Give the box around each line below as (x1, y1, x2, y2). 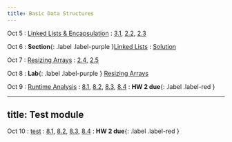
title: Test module (7, 109, 84, 121)
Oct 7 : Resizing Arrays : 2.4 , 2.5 (7, 56, 99, 64)
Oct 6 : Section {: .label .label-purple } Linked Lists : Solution (7, 42, 177, 50)
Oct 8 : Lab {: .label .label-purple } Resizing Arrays (7, 69, 149, 77)
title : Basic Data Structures (7, 10, 95, 17)
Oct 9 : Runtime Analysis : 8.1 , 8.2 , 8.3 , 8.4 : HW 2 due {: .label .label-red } (7, 82, 215, 90)
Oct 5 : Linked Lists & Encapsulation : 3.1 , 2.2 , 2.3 (7, 29, 146, 37)
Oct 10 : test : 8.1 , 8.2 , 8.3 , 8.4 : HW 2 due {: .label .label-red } (7, 127, 180, 135)
